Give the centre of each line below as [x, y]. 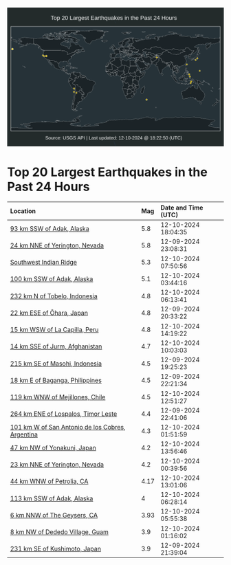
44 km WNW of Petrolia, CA [49, 481]
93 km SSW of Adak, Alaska [49, 228]
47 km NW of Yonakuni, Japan [53, 447]
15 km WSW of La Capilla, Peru [54, 330]
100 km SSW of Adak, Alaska [52, 279]
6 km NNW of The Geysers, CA [54, 515]
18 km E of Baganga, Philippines [56, 380]
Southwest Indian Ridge [44, 263]
